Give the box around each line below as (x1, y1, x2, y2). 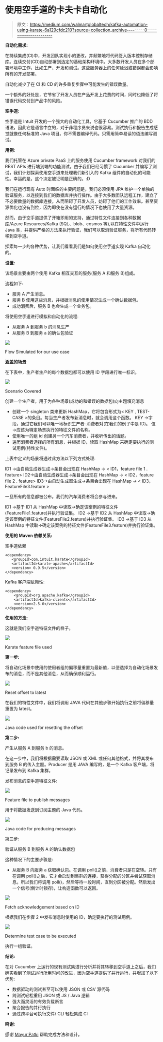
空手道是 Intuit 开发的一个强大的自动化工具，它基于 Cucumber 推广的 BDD (5, 118, 153, 124)
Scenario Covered (5, 388, 41, 394)
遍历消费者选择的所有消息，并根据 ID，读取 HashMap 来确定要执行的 (12, 439, 150, 445)
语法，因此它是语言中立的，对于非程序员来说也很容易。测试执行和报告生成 (5, 124, 154, 130)
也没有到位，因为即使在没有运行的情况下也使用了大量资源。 (17, 204, 137, 210)
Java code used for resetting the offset (5, 725, 83, 730)
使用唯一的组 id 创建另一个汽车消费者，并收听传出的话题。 (12, 433, 129, 439)
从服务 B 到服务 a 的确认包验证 (12, 330, 74, 335)
